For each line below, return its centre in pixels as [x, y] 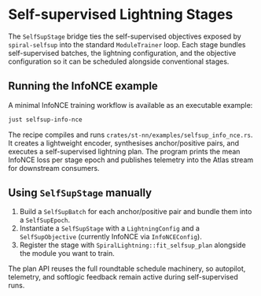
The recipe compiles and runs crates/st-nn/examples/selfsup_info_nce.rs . [130, 135]
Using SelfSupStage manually [80, 193]
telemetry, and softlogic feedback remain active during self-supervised [123, 277]
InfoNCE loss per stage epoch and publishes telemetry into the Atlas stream [131, 160]
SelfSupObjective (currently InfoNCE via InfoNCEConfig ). [110, 237]
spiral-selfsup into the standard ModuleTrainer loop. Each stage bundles [127, 44]
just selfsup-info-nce [45, 120]
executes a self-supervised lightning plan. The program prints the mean [124, 151]
